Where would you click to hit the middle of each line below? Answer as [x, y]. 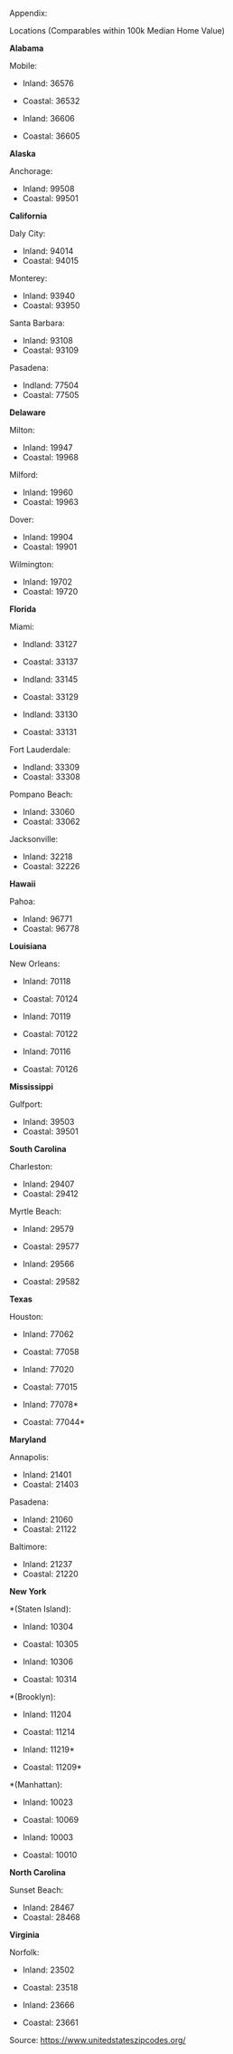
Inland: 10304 [48, 1627]
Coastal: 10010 [50, 1855]
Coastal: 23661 [50, 2022]
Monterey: [28, 278]
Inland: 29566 [48, 1264]
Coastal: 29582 [51, 1281]
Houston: [26, 1317]
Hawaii [23, 884]
